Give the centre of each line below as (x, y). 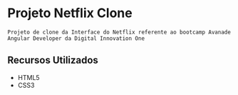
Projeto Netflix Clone (70, 13)
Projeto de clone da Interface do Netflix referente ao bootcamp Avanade (119, 32)
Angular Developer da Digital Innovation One (76, 38)
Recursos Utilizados (53, 60)
